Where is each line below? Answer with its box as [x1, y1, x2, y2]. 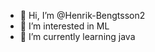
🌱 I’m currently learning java [19, 31, 136, 42]
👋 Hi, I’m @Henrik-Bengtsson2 [19, 10, 146, 21]
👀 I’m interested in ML [19, 20, 110, 32]
